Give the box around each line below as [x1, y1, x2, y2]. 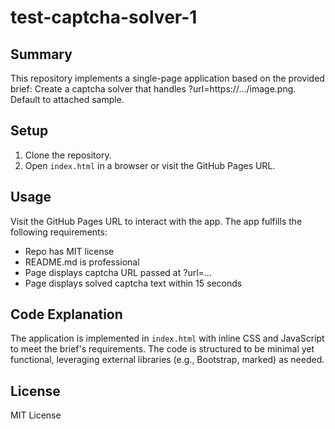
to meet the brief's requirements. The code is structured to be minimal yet [10, 343, 315, 355]
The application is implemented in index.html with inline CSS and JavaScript [10, 332, 325, 345]
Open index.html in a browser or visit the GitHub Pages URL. [24, 159, 276, 171]
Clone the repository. [24, 149, 112, 161]
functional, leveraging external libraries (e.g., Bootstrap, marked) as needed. [10, 354, 325, 366]
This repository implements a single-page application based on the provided [10, 72, 325, 84]
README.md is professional [24, 256, 140, 268]
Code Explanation [10, 306, 123, 323]
